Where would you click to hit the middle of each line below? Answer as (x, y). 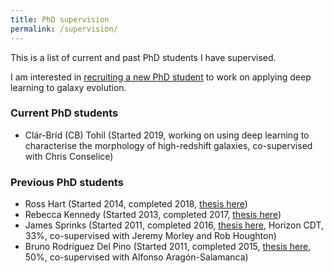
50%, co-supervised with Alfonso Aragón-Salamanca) (136, 257)
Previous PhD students (67, 182)
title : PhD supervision (60, 19)
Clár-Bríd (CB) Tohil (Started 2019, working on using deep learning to (167, 135)
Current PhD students (64, 113)
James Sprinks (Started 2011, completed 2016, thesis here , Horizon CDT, (174, 225)
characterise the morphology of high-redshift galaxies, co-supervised (168, 145)
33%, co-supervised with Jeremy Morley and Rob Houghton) (150, 236)
